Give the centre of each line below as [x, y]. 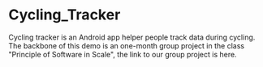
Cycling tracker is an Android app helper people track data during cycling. [132, 37]
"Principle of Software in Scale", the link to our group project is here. [123, 54]
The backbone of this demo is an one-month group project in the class [127, 45]
